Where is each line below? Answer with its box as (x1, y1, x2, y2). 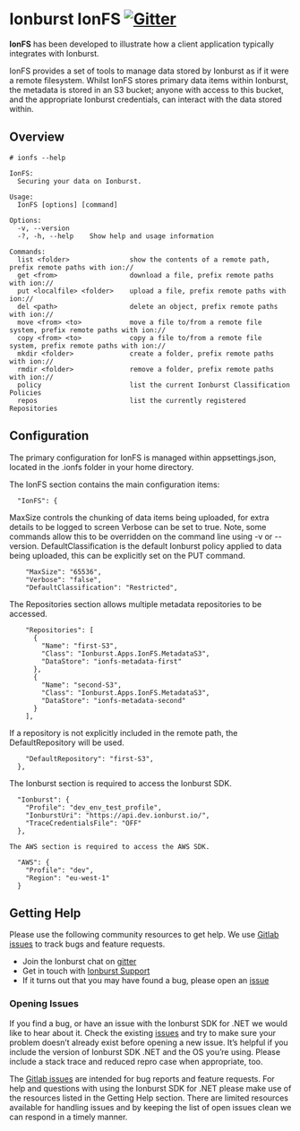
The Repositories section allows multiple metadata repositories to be (9, 598, 262, 609)
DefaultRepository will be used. (9, 737, 125, 748)
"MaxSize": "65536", (25, 567, 102, 577)
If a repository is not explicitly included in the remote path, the (9, 727, 238, 738)
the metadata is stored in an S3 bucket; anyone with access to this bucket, (9, 84, 284, 95)
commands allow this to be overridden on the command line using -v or (9, 531, 273, 542)
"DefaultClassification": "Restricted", (25, 583, 178, 592)
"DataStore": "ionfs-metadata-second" (41, 696, 186, 705)
